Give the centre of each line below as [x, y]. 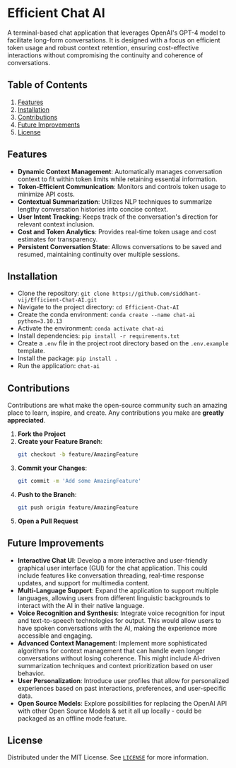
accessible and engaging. [55, 636]
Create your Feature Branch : [60, 442]
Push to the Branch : [47, 494]
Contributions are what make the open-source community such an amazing [117, 406]
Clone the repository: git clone [63, 293]
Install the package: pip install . [67, 358]
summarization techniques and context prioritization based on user [115, 665]
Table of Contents [48, 85]
